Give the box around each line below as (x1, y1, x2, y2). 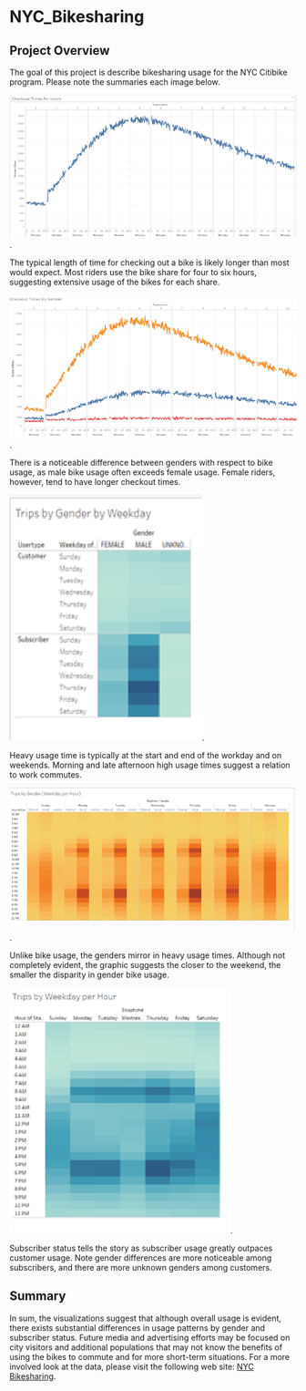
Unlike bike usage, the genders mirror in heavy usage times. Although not (9, 950, 286, 961)
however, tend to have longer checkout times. (9, 477, 181, 487)
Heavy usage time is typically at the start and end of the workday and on (9, 750, 282, 760)
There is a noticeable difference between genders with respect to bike (9, 458, 273, 468)
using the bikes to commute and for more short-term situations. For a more (9, 1351, 291, 1362)
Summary (9, 1288, 66, 1304)
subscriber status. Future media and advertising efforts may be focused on (9, 1332, 291, 1343)
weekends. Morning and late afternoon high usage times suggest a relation (9, 759, 291, 770)
